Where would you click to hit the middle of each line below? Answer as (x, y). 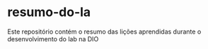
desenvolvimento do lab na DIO (53, 38)
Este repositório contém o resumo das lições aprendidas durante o (104, 31)
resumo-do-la (49, 12)
